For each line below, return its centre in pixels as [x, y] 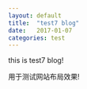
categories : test [37, 38]
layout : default [35, 15]
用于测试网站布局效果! [44, 77]
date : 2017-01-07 [40, 30]
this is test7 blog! [36, 60]
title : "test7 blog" [44, 23]
